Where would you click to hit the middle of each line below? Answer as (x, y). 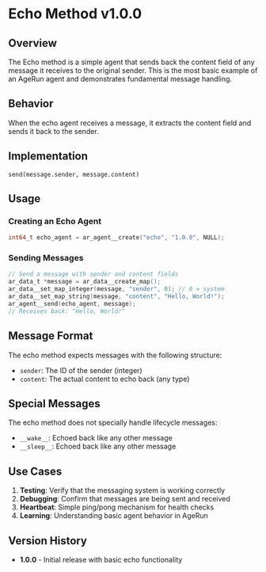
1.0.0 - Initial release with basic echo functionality (101, 559)
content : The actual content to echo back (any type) (104, 379)
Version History (47, 541)
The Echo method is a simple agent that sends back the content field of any (131, 62)
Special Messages (54, 404)
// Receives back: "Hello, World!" (67, 311)
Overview (33, 43)
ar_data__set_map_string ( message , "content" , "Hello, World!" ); (116, 297)
